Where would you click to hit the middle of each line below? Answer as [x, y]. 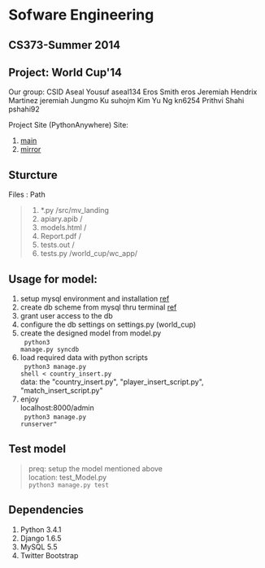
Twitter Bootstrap [49, 555]
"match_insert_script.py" [61, 391]
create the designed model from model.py [91, 333]
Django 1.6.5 [41, 538]
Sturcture [33, 175]
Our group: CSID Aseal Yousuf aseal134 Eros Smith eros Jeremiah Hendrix [133, 92]
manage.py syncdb [50, 350]
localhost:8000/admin [57, 408]
